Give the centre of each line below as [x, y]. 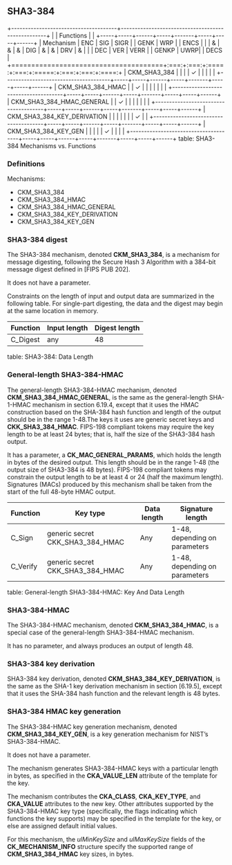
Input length [68, 328]
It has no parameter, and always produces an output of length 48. [100, 646]
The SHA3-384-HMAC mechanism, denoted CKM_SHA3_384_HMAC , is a [113, 625]
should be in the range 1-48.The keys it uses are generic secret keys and [110, 419]
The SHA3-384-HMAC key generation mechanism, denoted [92, 726]
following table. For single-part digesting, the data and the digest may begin [115, 303]
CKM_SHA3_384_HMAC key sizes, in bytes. [70, 854]
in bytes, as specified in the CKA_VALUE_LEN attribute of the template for [112, 776]
